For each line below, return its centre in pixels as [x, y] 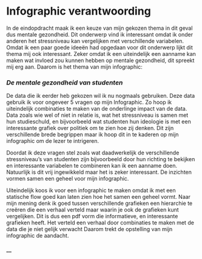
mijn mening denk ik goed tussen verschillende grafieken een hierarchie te [99, 203]
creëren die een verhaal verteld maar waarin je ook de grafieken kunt [93, 210]
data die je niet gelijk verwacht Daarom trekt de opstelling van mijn [89, 229]
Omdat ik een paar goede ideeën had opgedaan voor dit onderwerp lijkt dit [99, 47]
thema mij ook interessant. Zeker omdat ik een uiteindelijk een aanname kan [101, 54]
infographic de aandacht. [38, 236]
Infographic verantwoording [79, 11]
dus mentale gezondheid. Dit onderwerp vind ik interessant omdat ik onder [99, 34]
